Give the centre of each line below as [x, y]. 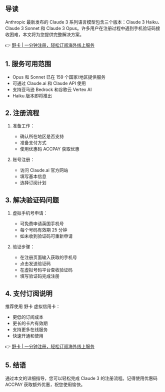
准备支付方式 [33, 143]
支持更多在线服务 [30, 329]
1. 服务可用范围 [28, 64]
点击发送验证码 [35, 263]
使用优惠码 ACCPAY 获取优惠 [50, 149]
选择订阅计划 [33, 183]
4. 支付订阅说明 [29, 293]
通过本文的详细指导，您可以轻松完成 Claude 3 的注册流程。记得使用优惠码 [81, 378]
